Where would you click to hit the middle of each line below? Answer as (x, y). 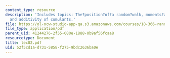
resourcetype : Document (30, 38)
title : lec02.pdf (24, 43)
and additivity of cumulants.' (43, 19)
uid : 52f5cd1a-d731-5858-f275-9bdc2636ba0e (52, 47)
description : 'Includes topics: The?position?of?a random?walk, (74, 15)
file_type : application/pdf (35, 29)
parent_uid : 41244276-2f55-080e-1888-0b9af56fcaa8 (60, 33)
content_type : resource (30, 10)
